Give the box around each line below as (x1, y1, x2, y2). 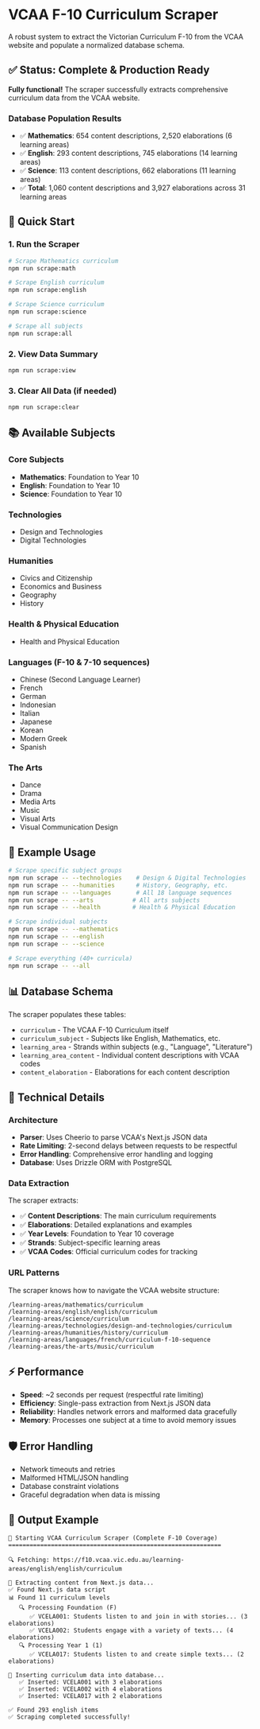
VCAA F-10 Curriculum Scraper (8, 6, 219, 24)
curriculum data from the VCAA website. (8, 93, 140, 103)
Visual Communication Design (19, 822, 119, 832)
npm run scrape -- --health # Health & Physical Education (8, 903, 236, 911)
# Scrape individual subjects (8, 918, 109, 926)
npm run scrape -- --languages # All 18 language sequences (8, 888, 232, 896)
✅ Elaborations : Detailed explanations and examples (19, 1220, 193, 1230)
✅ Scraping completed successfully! (8, 1713, 131, 1721)
